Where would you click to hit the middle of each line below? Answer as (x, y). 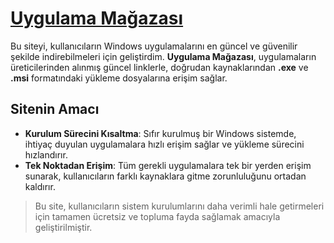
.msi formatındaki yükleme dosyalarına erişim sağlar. (119, 78)
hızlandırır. (46, 154)
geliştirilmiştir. (63, 227)
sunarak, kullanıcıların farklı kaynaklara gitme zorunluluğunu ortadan (165, 176)
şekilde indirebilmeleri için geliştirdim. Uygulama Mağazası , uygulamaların (163, 56)
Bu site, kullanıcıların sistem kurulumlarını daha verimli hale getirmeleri (179, 206)
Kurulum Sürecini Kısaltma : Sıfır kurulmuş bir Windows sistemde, (160, 133)
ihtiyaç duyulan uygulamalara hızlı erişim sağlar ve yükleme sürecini (164, 144)
